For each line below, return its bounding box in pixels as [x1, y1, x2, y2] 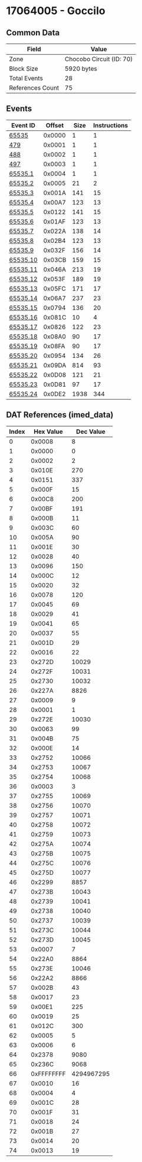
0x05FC [43, 284, 66, 292]
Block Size [9, 65, 38, 73]
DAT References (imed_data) [6, 410, 114, 420]
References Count [9, 84, 60, 92]
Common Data [6, 28, 60, 38]
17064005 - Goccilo [6, 4, 105, 18]
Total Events [9, 74, 43, 82]
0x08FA [43, 342, 65, 350]
